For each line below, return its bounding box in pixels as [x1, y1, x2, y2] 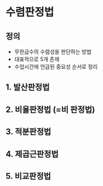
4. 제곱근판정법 [5, 149, 59, 159]
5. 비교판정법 [5, 171, 51, 181]
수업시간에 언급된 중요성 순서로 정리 [14, 63, 98, 70]
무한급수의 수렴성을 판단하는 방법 [14, 48, 92, 55]
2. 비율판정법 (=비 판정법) [5, 104, 95, 114]
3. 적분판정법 [5, 127, 51, 137]
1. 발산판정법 [5, 82, 50, 93]
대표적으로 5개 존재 [14, 56, 60, 63]
